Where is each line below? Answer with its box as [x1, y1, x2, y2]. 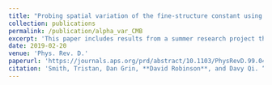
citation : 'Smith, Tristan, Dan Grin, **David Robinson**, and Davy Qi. [8, 65, 259, 73]
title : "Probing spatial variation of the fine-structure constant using [8, 11, 263, 20]
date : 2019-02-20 [8, 42, 67, 50]
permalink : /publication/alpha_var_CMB [8, 27, 143, 35]
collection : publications [8, 19, 96, 28]
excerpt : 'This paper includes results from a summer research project [8, 34, 255, 43]
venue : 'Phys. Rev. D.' [8, 49, 89, 57]
